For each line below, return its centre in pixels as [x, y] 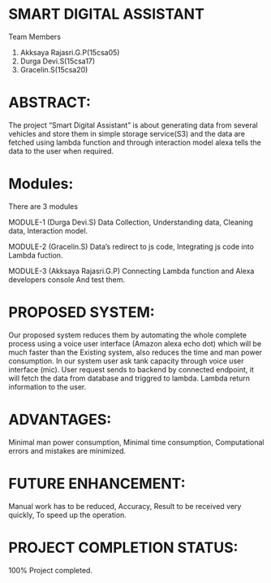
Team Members [34, 37]
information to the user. [47, 386]
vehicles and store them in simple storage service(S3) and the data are [127, 133]
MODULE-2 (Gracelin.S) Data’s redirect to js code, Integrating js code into [131, 246]
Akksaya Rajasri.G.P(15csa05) [70, 52]
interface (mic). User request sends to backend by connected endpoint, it [131, 369]
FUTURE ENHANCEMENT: [97, 483]
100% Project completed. [51, 570]
